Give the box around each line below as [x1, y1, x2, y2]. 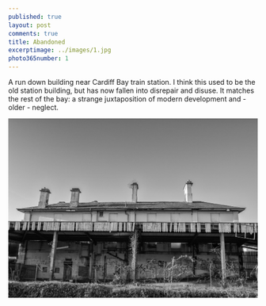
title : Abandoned [8, 38, 66, 46]
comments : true [8, 29, 59, 37]
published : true [8, 13, 62, 21]
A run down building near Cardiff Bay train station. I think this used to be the [8, 78, 256, 86]
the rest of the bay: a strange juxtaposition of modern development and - [8, 94, 247, 103]
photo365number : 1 [8, 55, 69, 63]
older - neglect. [8, 103, 59, 112]
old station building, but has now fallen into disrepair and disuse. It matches [8, 86, 255, 95]
